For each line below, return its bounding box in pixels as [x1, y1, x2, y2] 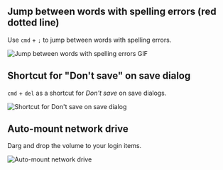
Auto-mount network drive [7, 123, 129, 135]
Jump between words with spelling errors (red [7, 6, 217, 18]
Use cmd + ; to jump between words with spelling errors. [7, 35, 172, 44]
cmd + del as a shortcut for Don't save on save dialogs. [7, 89, 167, 97]
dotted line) [7, 17, 60, 29]
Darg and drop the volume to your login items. [7, 142, 142, 150]
